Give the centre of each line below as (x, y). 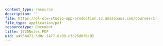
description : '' (21, 14)
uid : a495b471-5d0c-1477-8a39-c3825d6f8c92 (50, 36)
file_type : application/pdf (33, 23)
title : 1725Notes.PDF (27, 32)
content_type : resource (29, 9)
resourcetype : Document (29, 27)
